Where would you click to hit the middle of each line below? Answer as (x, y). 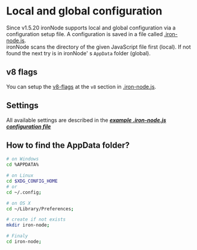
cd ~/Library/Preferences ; (40, 209)
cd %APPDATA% (23, 165)
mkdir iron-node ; (28, 225)
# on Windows (23, 159)
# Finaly (17, 236)
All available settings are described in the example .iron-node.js (86, 120)
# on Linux (20, 175)
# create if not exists (36, 220)
